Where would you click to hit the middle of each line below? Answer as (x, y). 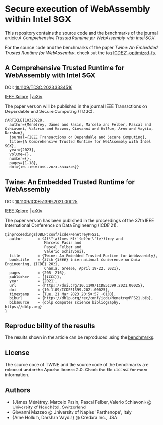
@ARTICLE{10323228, (25, 120)
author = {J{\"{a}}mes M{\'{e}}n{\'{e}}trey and (66, 239)
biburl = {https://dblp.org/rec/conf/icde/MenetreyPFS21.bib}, (81, 298)
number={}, (20, 158)
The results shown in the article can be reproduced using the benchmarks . (80, 337)
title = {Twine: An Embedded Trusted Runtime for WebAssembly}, (84, 256)
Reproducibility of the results (50, 325)
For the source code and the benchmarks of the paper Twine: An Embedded (81, 47)
